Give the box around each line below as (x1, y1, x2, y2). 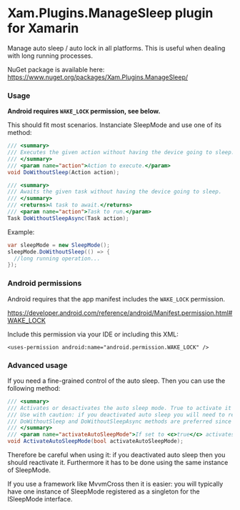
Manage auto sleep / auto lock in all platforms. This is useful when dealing (7, 44, 226, 52)
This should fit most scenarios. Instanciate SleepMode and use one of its (7, 121, 222, 129)
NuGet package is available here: (7, 65, 105, 74)
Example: (7, 227, 35, 236)
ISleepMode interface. (7, 495, 73, 504)
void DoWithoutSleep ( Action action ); (7, 169, 120, 176)
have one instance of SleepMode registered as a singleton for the (7, 487, 200, 496)
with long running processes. (7, 51, 94, 60)
